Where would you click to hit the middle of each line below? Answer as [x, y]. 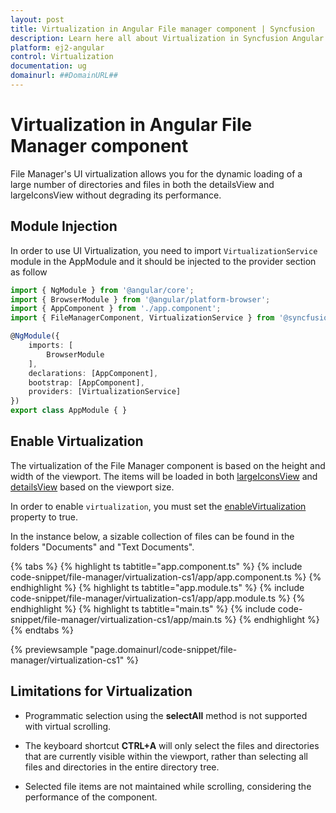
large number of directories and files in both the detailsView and [142, 184]
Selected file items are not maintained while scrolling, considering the [168, 786]
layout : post [37, 19]
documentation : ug [48, 66]
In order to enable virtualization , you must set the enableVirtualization [158, 506]
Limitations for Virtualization [101, 691]
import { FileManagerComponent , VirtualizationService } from [142, 318]
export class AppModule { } [69, 411]
